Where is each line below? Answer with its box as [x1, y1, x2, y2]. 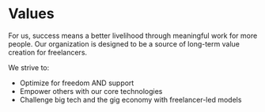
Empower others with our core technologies [19, 86, 163, 95]
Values [8, 5, 55, 23]
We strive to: [8, 62, 50, 72]
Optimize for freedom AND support [19, 78, 134, 88]
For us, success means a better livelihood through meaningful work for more [8, 31, 258, 40]
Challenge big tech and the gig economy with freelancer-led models [19, 95, 242, 104]
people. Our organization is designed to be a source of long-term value [8, 39, 240, 48]
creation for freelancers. [8, 47, 88, 57]
